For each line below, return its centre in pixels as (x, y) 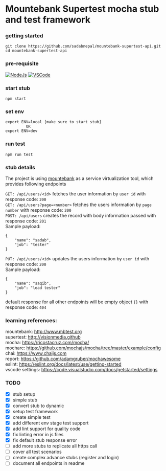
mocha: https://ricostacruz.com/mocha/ (47, 343)
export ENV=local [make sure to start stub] (53, 122)
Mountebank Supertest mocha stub (82, 9)
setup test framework (35, 411)
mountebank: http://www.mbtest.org (44, 332)
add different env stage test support (51, 423)
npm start (16, 99)
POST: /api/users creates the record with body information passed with (81, 215)
